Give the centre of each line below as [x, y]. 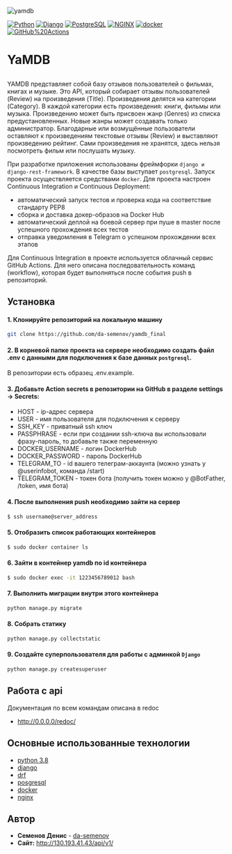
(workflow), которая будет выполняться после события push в [100, 273]
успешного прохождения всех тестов [73, 229]
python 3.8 [33, 760]
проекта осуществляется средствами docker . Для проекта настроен [109, 178]
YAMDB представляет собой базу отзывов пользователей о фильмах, [110, 84]
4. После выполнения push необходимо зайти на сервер [94, 502]
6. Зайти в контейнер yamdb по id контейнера [77, 563]
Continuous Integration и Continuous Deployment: [79, 186]
